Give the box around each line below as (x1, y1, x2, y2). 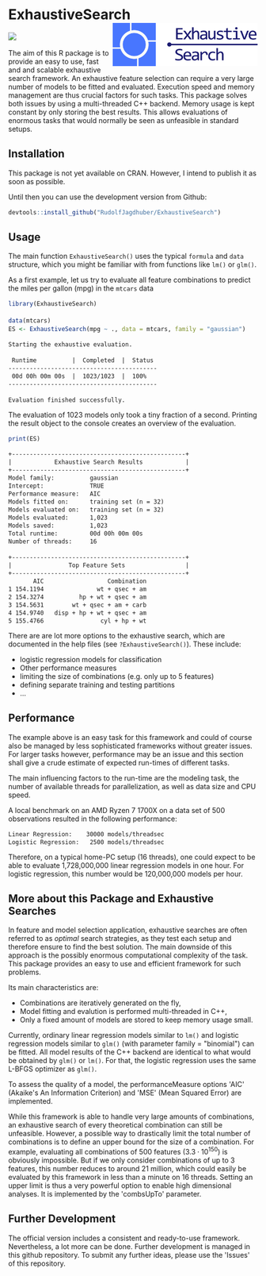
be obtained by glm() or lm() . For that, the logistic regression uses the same (8, 1056, 256, 1066)
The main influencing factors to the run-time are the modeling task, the (8, 773, 240, 783)
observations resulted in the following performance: (8, 814, 177, 823)
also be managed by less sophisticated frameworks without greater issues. (8, 741, 253, 750)
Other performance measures (19, 663, 117, 673)
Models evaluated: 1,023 (8, 514, 108, 522)
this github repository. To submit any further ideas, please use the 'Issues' (8, 1250, 250, 1259)
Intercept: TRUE (8, 482, 104, 490)
